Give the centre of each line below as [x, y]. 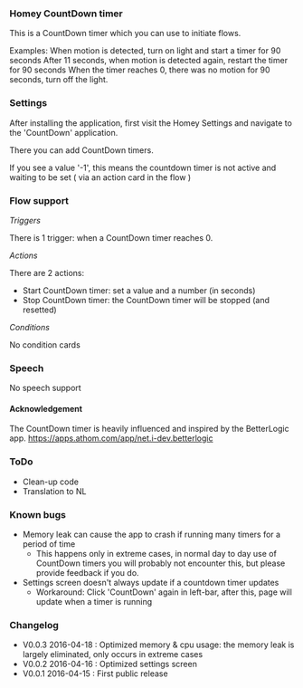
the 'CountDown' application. [64, 132]
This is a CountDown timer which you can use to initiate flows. [125, 33]
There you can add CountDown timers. [81, 150]
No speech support [45, 388]
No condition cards [45, 344]
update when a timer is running [94, 601]
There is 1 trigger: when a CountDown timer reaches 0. [111, 237]
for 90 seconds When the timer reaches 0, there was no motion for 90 [140, 70]
